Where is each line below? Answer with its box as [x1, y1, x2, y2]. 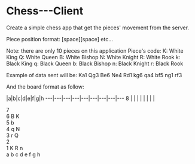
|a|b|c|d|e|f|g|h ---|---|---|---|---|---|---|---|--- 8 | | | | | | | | [6, 95, 155, 102]
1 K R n [6, 144, 23, 151]
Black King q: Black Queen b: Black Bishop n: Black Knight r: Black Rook [6, 60, 184, 67]
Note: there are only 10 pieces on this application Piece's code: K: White [6, 47, 184, 54]
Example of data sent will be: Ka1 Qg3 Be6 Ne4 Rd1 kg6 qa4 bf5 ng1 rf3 [6, 71, 182, 78]
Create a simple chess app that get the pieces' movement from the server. [6, 24, 190, 31]
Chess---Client [6, 4, 84, 18]
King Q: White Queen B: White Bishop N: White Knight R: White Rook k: [6, 53, 181, 60]
